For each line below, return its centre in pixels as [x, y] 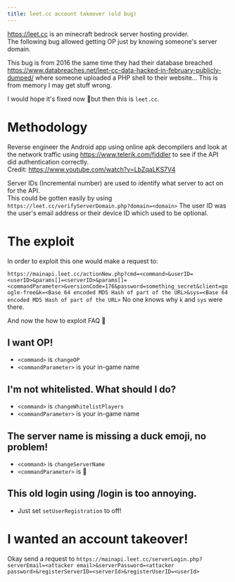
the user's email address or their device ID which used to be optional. [108, 213]
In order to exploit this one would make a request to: [83, 261]
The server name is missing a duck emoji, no [107, 436]
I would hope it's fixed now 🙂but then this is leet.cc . [83, 99]
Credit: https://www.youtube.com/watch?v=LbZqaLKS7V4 [91, 169]
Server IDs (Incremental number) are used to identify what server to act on [115, 183]
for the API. [24, 190]
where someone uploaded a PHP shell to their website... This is [126, 78]
